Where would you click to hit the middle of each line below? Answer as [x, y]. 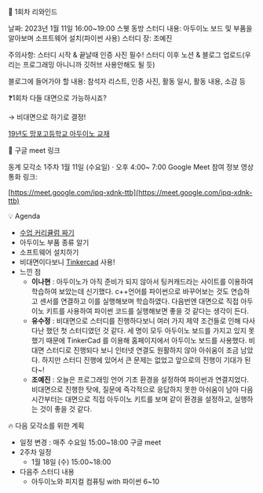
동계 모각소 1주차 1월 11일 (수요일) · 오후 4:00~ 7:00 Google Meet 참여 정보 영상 [131, 167]
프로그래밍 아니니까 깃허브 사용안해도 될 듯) [89, 65]
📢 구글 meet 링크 [34, 150]
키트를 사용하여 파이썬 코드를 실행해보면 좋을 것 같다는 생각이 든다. [148, 311]
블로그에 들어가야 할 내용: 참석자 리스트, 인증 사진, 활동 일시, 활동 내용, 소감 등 [127, 81]
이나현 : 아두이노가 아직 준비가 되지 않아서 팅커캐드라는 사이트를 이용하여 [142, 281]
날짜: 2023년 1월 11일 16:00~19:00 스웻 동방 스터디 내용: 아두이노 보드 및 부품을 [130, 28]
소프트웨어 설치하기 [49, 252]
